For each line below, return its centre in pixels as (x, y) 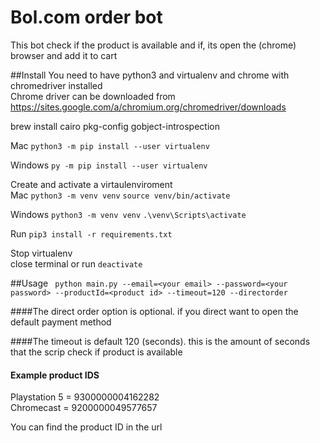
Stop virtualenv (41, 253)
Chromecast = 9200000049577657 (84, 408)
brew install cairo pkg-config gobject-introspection (115, 126)
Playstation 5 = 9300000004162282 (85, 397)
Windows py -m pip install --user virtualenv (109, 165)
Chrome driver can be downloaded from (93, 96)
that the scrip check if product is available (96, 352)
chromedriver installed (56, 85)
